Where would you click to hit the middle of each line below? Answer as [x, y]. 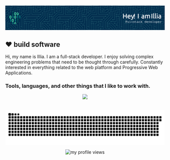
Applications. [19, 73]
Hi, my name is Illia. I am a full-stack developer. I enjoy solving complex [79, 57]
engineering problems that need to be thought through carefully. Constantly [84, 62]
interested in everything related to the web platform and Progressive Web [82, 68]
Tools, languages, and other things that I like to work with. [78, 86]
